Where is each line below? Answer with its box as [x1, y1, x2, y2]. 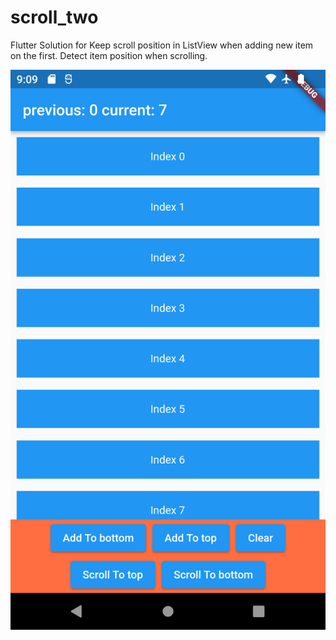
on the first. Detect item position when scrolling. [10, 49, 208, 61]
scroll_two [10, 6, 99, 29]
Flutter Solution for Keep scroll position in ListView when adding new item [10, 39, 314, 51]
